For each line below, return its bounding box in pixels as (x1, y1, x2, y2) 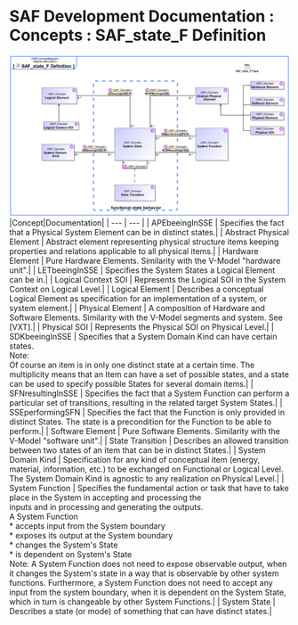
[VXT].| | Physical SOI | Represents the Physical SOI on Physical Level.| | (9, 322, 274, 333)
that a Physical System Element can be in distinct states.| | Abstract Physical (9, 227, 289, 238)
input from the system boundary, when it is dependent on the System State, (9, 587, 286, 598)
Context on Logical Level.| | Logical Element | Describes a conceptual (9, 284, 264, 295)
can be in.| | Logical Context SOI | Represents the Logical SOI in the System (9, 275, 286, 285)
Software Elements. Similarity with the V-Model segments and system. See (9, 312, 283, 323)
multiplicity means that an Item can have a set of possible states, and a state (9, 369, 289, 380)
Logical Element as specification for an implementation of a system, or (9, 293, 268, 304)
